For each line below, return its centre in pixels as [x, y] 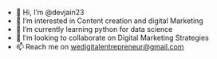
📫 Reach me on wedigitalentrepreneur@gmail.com [100, 47]
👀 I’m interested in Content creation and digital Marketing [109, 21]
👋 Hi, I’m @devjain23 [50, 12]
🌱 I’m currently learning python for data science [94, 29]
